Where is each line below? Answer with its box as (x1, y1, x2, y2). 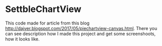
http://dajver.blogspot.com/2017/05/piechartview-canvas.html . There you (5, 25, 157, 31)
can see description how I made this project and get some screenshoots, (5, 30, 156, 36)
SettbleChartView (5, 3, 82, 15)
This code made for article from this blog (5, 20, 90, 26)
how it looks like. (5, 36, 40, 42)
